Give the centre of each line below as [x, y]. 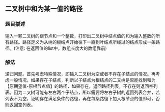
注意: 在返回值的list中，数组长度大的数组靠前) [61, 48]
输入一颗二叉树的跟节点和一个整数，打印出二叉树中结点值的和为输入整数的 [80, 36]
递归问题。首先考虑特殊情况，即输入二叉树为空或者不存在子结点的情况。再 [80, 74]
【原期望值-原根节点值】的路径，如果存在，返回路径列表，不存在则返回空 [79, 86]
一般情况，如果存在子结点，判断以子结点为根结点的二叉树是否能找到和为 [82, 80]
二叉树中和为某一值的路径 [44, 9]
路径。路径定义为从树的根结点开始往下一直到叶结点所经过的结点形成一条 [82, 42]
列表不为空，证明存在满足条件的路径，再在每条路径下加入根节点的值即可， [80, 98]
